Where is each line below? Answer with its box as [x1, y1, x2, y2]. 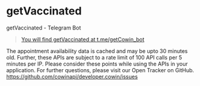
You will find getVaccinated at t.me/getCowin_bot [21, 35, 145, 43]
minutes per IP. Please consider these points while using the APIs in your [6, 60, 188, 67]
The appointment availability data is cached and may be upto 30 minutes [6, 47, 188, 55]
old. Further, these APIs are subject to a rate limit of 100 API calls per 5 [6, 54, 182, 61]
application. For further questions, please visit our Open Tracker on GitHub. [6, 66, 195, 73]
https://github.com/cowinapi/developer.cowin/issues [6, 73, 138, 80]
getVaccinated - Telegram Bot [6, 24, 81, 31]
